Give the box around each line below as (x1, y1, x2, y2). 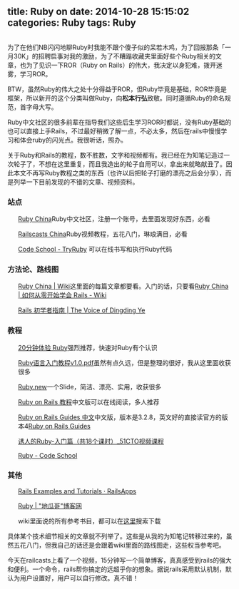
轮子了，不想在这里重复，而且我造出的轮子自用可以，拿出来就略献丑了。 (13, 160, 226, 168)
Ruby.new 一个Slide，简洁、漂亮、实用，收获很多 (17, 382, 162, 391)
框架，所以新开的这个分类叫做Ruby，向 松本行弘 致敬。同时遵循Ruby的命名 (7, 93, 225, 102)
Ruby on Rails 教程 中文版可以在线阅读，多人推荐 (17, 397, 160, 406)
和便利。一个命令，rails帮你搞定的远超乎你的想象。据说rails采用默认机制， (7, 565, 226, 573)
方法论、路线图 (7, 265, 59, 275)
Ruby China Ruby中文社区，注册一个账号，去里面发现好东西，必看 (17, 215, 210, 223)
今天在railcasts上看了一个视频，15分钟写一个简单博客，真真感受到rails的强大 (7, 556, 232, 564)
